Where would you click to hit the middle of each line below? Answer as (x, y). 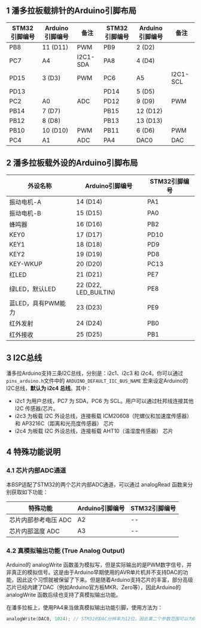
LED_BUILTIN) (95, 292)
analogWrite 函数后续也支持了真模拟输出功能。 (64, 595)
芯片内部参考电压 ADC (40, 520)
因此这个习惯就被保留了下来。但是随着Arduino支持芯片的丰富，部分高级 (105, 580)
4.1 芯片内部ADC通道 (36, 470)
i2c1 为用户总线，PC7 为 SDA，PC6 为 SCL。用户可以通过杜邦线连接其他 (104, 401)
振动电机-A (25, 202)
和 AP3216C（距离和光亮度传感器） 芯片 (65, 423)
